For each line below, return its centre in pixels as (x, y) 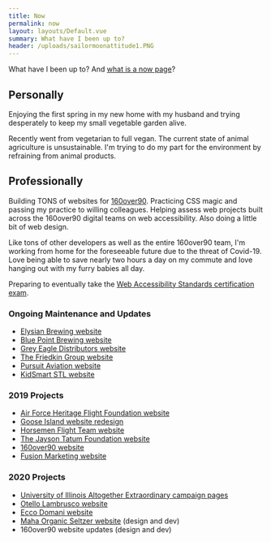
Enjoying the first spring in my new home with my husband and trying (125, 114)
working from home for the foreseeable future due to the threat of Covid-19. (135, 251)
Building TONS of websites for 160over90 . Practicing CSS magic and (123, 200)
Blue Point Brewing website (66, 340)
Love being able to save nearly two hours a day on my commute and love (131, 260)
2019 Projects (36, 395)
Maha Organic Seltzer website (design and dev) (100, 521)
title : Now (27, 16)
